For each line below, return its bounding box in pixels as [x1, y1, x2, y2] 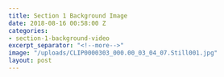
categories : [8, 26, 48, 34]
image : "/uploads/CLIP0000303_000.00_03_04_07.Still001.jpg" [8, 49, 218, 57]
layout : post [8, 57, 52, 65]
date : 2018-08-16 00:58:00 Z [8, 19, 106, 27]
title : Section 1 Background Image [8, 11, 128, 20]
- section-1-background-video [8, 34, 110, 43]
